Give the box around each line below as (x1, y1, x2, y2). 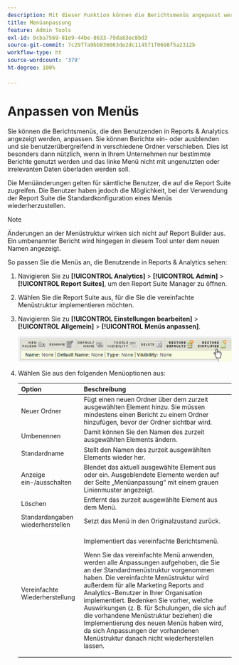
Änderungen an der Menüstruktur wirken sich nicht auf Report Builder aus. (7, 229, 226, 237)
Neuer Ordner (21, 406, 62, 415)
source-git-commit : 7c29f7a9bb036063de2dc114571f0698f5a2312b (7, 41, 196, 49)
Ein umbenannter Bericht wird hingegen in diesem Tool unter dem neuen (7, 236, 220, 245)
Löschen (21, 499, 47, 507)
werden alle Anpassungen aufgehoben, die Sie (83, 558, 221, 567)
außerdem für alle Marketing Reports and (83, 581, 204, 589)
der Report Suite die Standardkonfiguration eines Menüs (7, 193, 173, 202)
